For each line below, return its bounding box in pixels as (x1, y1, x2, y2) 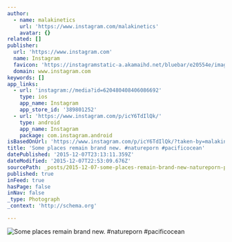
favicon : (13, 61, 39, 68)
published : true (7, 170, 54, 177)
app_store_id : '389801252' (19, 106, 97, 113)
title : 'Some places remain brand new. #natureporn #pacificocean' (7, 145, 206, 152)
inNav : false (7, 190, 45, 196)
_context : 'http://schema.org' (7, 203, 97, 210)
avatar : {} (19, 29, 51, 37)
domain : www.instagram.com (13, 68, 91, 74)
